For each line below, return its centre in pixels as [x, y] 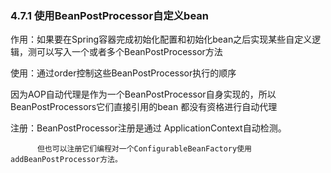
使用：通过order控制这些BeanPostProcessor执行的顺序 [123, 73]
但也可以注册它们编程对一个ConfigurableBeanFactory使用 [144, 149]
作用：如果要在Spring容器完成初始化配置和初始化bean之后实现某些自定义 [161, 39]
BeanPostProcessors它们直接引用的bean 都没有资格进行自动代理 [144, 107]
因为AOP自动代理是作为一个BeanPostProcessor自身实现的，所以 [143, 94]
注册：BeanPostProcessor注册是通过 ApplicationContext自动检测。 [148, 128]
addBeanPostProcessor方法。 [66, 160]
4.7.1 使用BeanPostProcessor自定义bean [110, 15]
